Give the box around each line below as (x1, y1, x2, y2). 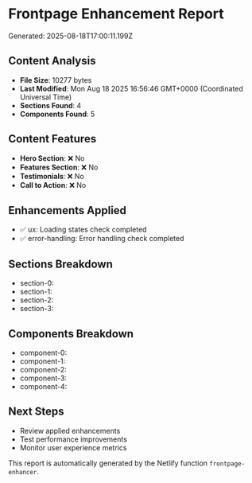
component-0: (19, 348, 68, 357)
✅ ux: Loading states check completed (19, 224, 147, 235)
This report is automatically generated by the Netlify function (8, 458, 208, 468)
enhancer (8, 468, 37, 476)
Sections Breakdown (8, 257, 113, 271)
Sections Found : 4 (19, 100, 82, 110)
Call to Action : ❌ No (19, 180, 87, 189)
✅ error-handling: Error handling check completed (19, 234, 184, 243)
